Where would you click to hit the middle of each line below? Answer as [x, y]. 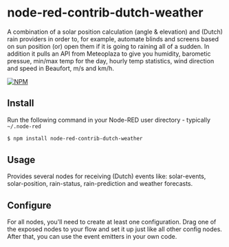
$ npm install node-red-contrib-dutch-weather [75, 138]
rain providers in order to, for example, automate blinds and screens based [113, 39]
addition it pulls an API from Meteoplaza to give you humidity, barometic [109, 54]
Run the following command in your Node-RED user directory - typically [109, 120]
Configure [29, 205]
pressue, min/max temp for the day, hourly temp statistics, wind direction [111, 61]
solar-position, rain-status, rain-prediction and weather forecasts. [100, 184]
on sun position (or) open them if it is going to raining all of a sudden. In [108, 46]
